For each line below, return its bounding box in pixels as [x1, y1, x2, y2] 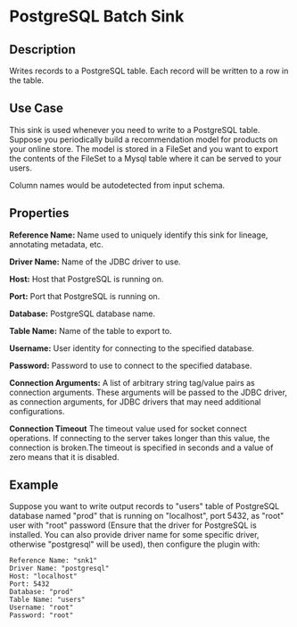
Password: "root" [9, 611, 74, 620]
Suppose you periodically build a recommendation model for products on [9, 134, 278, 145]
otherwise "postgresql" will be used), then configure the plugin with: [9, 539, 260, 550]
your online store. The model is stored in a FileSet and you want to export [9, 143, 279, 154]
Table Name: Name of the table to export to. [9, 325, 172, 336]
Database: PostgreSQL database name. [9, 308, 156, 319]
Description [9, 42, 76, 57]
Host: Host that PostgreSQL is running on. [9, 273, 164, 284]
